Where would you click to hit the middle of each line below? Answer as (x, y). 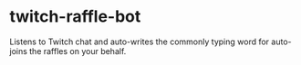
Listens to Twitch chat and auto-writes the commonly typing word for (140, 42)
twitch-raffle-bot (75, 17)
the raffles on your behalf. (78, 51)
